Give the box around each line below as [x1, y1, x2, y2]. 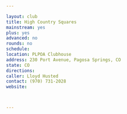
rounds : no [6, 41, 33, 47]
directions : [6, 67, 35, 73]
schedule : [6, 46, 30, 52]
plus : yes [6, 30, 30, 35]
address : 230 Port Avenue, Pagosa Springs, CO [6, 56, 121, 63]
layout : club [6, 13, 38, 19]
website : [6, 84, 27, 90]
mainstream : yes [6, 24, 45, 30]
